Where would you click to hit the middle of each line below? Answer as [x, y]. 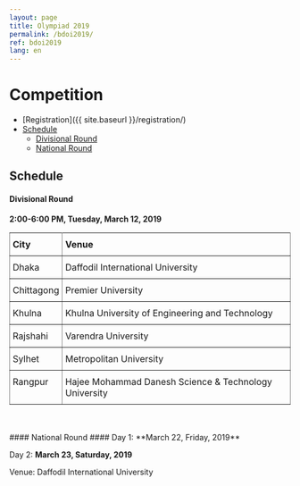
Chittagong [36, 289]
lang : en [25, 51]
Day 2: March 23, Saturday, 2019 [71, 454]
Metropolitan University [114, 358]
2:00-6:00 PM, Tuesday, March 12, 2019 [86, 219]
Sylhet [26, 358]
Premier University [104, 289]
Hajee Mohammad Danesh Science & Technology [169, 381]
